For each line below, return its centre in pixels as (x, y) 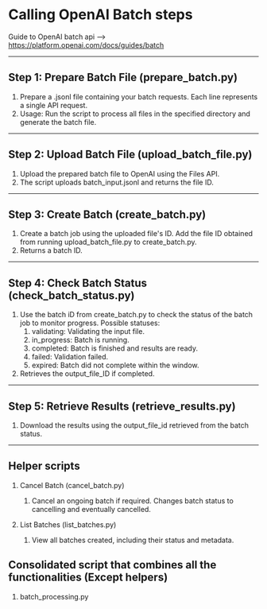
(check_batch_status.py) (72, 295)
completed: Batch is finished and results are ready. (115, 348)
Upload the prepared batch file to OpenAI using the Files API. (120, 173)
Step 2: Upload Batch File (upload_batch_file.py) (130, 155)
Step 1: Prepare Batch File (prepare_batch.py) (123, 78)
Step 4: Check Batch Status (78, 283)
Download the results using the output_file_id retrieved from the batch (134, 425)
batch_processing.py (54, 596)
